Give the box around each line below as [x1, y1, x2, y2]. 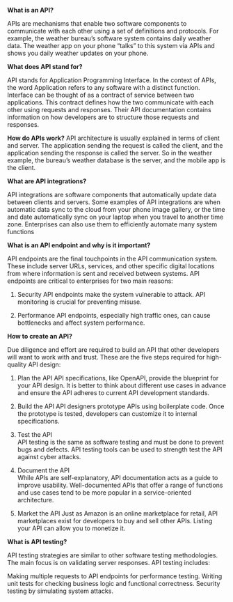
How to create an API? [7, 332, 73, 340]
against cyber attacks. [17, 453, 81, 461]
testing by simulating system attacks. [7, 587, 113, 595]
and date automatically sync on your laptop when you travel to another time [7, 213, 224, 221]
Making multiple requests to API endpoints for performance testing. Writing [7, 572, 223, 580]
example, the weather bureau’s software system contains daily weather [7, 34, 211, 43]
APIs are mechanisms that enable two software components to [7, 20, 187, 27]
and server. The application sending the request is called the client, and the [7, 141, 223, 149]
